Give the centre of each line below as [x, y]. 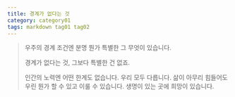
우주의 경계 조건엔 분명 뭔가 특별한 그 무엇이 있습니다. [98, 48]
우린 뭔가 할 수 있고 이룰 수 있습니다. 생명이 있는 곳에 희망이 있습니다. [119, 86]
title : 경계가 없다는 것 [39, 14]
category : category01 [39, 20]
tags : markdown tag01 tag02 [49, 27]
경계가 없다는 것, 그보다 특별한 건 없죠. [77, 63]
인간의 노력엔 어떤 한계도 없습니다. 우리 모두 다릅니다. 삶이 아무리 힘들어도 [126, 77]
